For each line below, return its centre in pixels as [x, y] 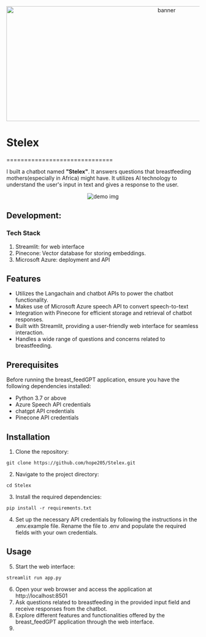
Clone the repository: [42, 452]
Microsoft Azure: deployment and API [63, 259]
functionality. [32, 300]
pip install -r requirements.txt [49, 508]
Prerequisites [32, 365]
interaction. [29, 333]
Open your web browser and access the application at [83, 589]
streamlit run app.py [34, 578]
